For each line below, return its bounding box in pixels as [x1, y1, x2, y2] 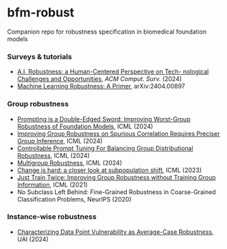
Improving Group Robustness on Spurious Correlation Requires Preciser [16, 129, 220, 138]
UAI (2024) [16, 235, 49, 243]
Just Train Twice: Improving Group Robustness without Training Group [16, 173, 216, 181]
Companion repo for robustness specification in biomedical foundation [7, 27, 207, 36]
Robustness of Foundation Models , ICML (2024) [16, 122, 154, 130]
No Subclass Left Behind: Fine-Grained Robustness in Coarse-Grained [16, 187, 216, 196]
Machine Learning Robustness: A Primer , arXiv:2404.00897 [16, 82, 185, 91]
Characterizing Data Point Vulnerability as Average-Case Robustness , [16, 228, 214, 236]
